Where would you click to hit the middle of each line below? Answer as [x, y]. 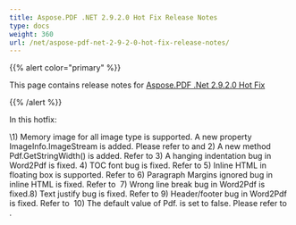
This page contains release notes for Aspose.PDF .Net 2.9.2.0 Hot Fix [137, 85]
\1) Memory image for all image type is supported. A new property [131, 137]
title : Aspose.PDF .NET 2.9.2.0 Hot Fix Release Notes [114, 17]
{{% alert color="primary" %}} [65, 68]
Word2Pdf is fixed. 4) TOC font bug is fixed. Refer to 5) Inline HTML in [138, 165]
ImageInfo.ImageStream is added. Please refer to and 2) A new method [140, 146]
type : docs [30, 26]
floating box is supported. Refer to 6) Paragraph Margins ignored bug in [141, 175]
